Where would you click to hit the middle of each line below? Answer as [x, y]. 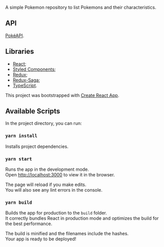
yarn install [21, 136]
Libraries [20, 52]
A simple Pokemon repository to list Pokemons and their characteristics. [81, 7]
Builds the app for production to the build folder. [56, 213]
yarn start [19, 159]
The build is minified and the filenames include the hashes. [67, 234]
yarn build [19, 202]
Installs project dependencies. [37, 146]
